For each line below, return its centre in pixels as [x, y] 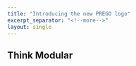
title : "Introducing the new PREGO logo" [69, 14]
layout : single [30, 27]
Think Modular [40, 55]
